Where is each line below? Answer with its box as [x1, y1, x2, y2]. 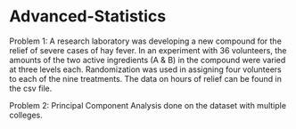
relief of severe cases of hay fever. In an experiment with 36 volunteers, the [9, 44, 287, 55]
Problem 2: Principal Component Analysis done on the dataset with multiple [9, 100, 287, 110]
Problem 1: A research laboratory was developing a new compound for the [9, 36, 283, 46]
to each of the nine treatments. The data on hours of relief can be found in [9, 73, 283, 84]
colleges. [9, 109, 43, 120]
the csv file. [9, 83, 53, 93]
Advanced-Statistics [9, 6, 167, 27]
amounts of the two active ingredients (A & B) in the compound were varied [9, 54, 286, 65]
